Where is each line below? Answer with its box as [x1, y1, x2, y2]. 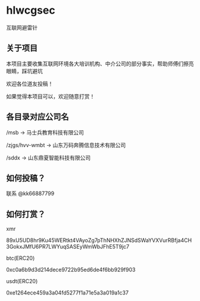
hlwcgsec [6, 4, 55, 17]
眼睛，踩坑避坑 [6, 67, 43, 74]
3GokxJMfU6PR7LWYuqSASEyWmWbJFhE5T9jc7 [6, 243, 130, 250]
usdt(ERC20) [6, 278, 38, 285]
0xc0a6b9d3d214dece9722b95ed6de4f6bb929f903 [6, 266, 136, 274]
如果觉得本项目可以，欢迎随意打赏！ [6, 93, 95, 100]
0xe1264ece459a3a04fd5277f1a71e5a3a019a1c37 [6, 289, 129, 296]
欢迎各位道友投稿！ [6, 80, 54, 87]
